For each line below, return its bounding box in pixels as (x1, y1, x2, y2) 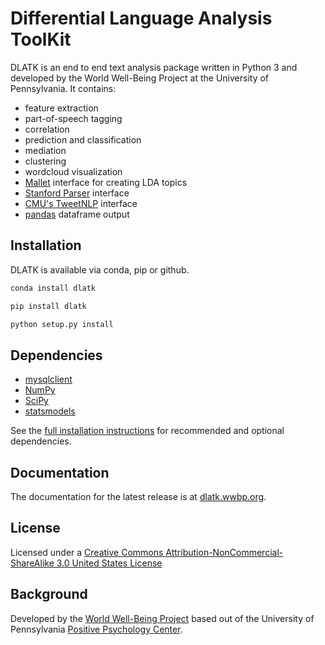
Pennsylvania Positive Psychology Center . (10, 623, 183, 635)
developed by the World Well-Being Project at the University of (10, 72, 270, 84)
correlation (24, 123, 70, 135)
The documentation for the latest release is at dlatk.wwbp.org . (10, 491, 267, 502)
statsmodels (24, 405, 76, 417)
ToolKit (10, 28, 72, 51)
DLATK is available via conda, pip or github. (10, 263, 190, 276)
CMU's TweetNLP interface (24, 197, 138, 209)
